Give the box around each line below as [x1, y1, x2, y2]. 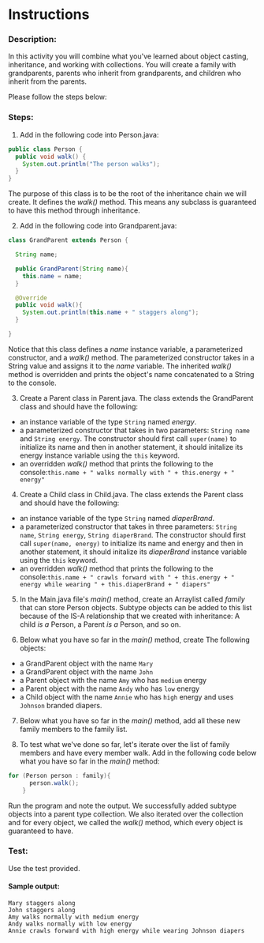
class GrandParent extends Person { [8, 236, 128, 244]
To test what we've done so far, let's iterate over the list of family [19, 739, 230, 749]
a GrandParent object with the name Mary [19, 658, 154, 668]
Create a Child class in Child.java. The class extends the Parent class [19, 489, 244, 499]
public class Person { [8, 145, 83, 153]
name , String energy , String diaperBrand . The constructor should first [19, 530, 247, 539]
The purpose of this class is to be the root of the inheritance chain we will [8, 189, 247, 198]
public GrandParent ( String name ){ [15, 265, 128, 273]
